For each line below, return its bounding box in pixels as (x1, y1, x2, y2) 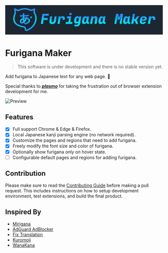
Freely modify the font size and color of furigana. (12, 143, 113, 149)
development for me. (5, 89, 48, 95)
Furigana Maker (5, 47, 72, 59)
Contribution (5, 169, 46, 178)
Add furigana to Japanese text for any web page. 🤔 (5, 74, 110, 80)
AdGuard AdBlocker (12, 226, 54, 232)
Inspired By (5, 207, 41, 216)
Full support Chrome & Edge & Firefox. (12, 126, 91, 132)
